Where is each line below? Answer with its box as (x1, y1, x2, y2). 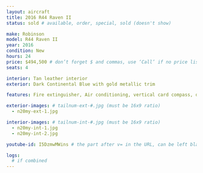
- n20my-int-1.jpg (11, 125, 59, 131)
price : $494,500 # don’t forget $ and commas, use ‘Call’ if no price (6, 58, 188, 65)
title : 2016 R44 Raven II (6, 14, 71, 20)
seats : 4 (6, 64, 28, 71)
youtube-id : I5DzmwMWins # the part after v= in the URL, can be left (6, 141, 188, 148)
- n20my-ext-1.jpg (11, 109, 59, 115)
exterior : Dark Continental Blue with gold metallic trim (6, 81, 155, 87)
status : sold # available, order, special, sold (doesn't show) (6, 20, 172, 26)
